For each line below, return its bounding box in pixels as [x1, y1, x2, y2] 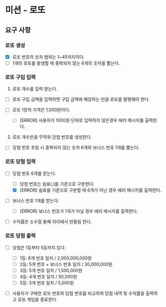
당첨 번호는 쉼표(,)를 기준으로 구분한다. [19, 181, 95, 187]
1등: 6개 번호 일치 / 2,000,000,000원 [19, 255, 92, 261]
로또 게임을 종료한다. [17, 296, 58, 302]
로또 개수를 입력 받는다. [12, 86, 58, 92]
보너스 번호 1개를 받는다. [12, 198, 59, 204]
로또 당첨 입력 [5, 158, 36, 165]
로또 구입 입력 [5, 74, 36, 81]
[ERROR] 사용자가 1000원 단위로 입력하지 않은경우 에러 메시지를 [19, 117, 144, 124]
